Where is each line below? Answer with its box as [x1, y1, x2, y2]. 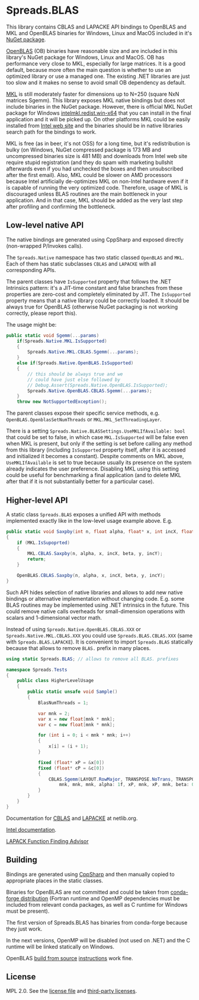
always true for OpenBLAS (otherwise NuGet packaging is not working [6, 303, 178, 310]
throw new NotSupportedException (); [17, 399, 108, 405]
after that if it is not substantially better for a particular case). [6, 478, 155, 485]
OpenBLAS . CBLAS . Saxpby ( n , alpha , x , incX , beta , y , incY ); [17, 573, 166, 579]
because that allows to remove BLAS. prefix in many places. [6, 644, 151, 651]
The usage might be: [6, 321, 57, 328]
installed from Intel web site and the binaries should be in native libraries [6, 122, 183, 129]
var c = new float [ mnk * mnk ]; [37, 721, 115, 728]
